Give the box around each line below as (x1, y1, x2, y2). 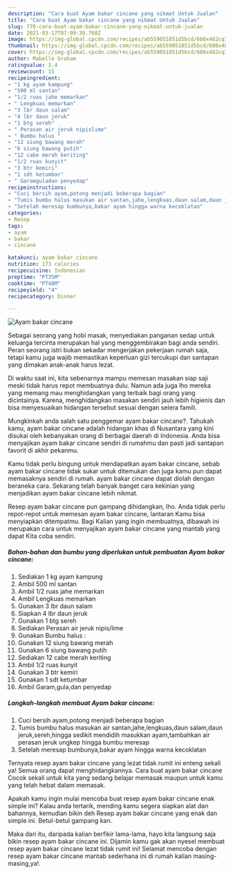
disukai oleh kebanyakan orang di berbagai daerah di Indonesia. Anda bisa (8, 432, 221, 440)
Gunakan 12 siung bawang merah (17, 639, 113, 647)
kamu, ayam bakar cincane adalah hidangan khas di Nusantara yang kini (8, 424, 214, 433)
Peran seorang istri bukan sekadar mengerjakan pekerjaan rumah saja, (8, 346, 209, 354)
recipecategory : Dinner (8, 293, 77, 300)
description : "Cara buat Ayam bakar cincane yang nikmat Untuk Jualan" (8, 10, 218, 17)
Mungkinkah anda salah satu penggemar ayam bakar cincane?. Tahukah (8, 417, 214, 426)
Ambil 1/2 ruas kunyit (17, 661, 78, 669)
